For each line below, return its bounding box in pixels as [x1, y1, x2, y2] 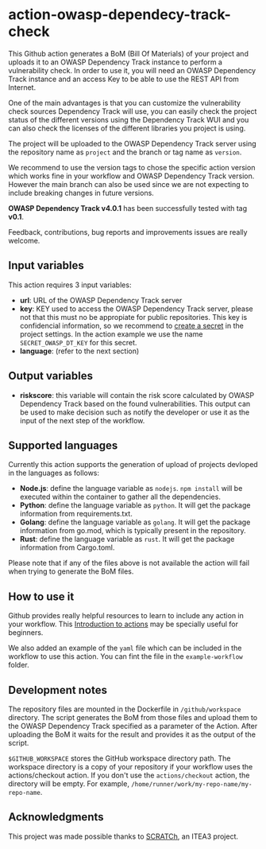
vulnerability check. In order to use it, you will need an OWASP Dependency [8, 65, 256, 75]
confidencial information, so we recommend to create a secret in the [19, 321, 244, 330]
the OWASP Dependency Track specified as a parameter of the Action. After [8, 722, 258, 730]
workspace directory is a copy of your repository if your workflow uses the [8, 762, 253, 771]
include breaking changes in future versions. [8, 188, 155, 197]
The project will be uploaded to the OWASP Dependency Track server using [8, 138, 256, 148]
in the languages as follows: [8, 468, 100, 478]
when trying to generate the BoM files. [8, 567, 134, 576]
